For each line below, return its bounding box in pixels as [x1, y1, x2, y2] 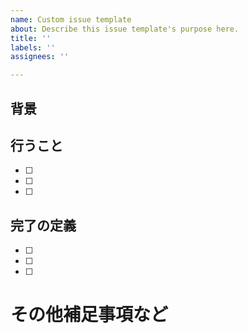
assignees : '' [10, 52, 70, 62]
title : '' [10, 33, 52, 43]
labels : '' [10, 42, 56, 53]
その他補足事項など [10, 304, 169, 326]
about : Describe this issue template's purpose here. [10, 24, 240, 34]
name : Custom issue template [10, 14, 132, 25]
